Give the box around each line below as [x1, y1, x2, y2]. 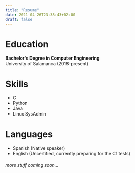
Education [5, 38, 49, 50]
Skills [5, 78, 29, 90]
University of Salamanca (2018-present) [5, 61, 89, 67]
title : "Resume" [5, 7, 39, 13]
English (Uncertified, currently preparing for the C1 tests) [12, 151, 131, 157]
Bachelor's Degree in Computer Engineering [5, 55, 100, 61]
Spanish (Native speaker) [12, 145, 65, 151]
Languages [5, 129, 53, 140]
